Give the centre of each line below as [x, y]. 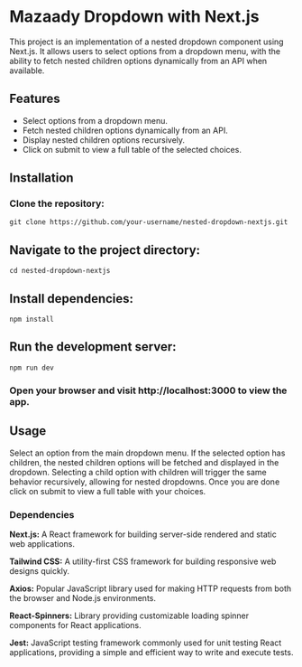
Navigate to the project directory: [105, 250]
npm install [32, 319]
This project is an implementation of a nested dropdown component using [146, 42]
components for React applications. [75, 625]
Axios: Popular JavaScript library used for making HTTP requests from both [151, 588]
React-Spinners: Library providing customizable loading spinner [129, 615]
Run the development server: [93, 347]
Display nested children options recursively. [104, 140]
